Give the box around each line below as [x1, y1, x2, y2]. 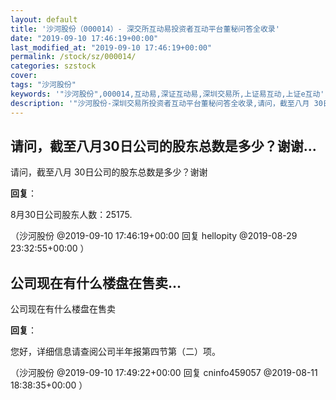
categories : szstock [10, 61, 97, 71]
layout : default [10, 14, 78, 25]
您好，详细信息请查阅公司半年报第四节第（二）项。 [10, 346, 221, 358]
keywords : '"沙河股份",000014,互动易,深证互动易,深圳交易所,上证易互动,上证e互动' [10, 89, 325, 99]
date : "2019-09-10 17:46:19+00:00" [10, 33, 159, 43]
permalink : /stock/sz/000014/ [10, 52, 137, 62]
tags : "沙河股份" [10, 80, 77, 90]
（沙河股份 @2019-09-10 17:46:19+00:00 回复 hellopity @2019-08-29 [10, 230, 298, 242]
